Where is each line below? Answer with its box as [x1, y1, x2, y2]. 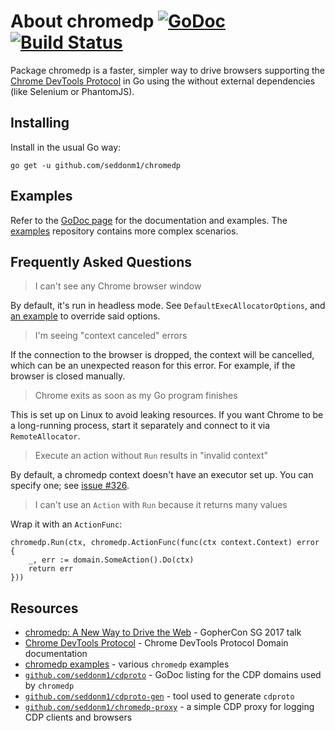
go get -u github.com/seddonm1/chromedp [10, 160, 182, 170]
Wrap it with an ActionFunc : [10, 518, 123, 530]
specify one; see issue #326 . [10, 480, 130, 492]
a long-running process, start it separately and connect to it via [10, 420, 271, 432]
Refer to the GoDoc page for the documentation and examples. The [10, 214, 288, 226]
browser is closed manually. [10, 370, 126, 382]
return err [28, 564, 74, 574]
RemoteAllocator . [10, 430, 81, 442]
